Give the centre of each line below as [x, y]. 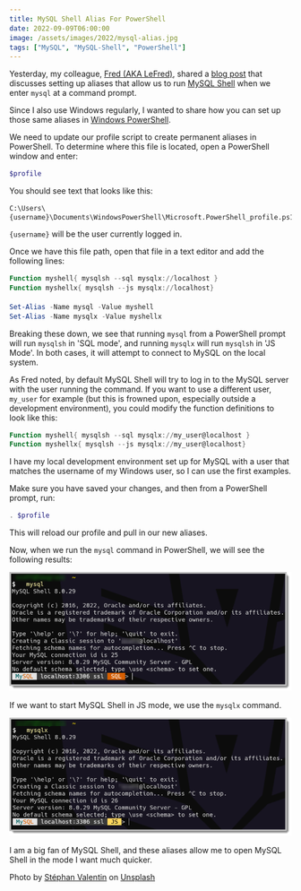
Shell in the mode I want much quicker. [81, 860]
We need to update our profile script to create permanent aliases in [133, 137]
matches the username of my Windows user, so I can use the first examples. [150, 471]
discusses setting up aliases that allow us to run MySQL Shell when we [140, 83]
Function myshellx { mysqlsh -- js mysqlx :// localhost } [112, 288]
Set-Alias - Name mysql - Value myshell [82, 307]
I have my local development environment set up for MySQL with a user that [149, 462]
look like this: [34, 418]
